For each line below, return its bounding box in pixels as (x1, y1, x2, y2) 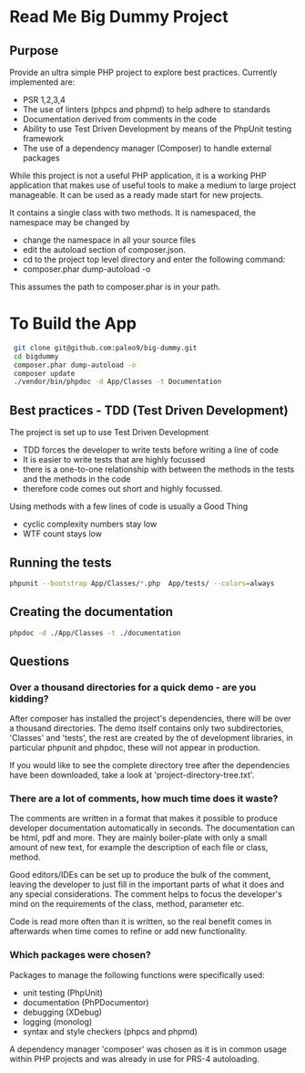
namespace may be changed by (9, 217, 130, 227)
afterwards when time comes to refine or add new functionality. (9, 926, 248, 937)
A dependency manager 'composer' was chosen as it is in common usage (9, 1043, 287, 1055)
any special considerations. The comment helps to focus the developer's (9, 889, 282, 900)
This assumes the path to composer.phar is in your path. (9, 281, 221, 292)
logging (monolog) (22, 1016, 93, 1027)
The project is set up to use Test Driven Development (9, 427, 209, 438)
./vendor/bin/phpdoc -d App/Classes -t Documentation (13, 377, 222, 387)
